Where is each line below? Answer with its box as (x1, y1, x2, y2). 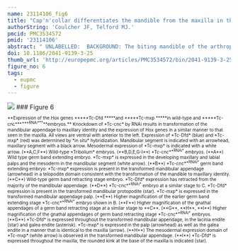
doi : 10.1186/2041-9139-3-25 (7, 50, 93, 57)
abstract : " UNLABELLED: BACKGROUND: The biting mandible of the (7, 43, 208, 50)
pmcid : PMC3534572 (7, 30, 62, 37)
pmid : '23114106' (7, 37, 59, 44)
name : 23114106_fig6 (7, 10, 69, 18)
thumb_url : (7, 57, 40, 64)
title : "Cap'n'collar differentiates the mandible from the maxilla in (7, 17, 223, 24)
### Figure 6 (16, 103, 55, 112)
